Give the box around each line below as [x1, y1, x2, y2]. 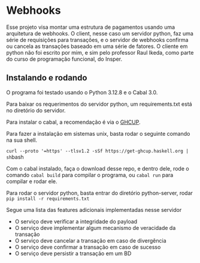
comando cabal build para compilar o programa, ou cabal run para [6, 171, 174, 178]
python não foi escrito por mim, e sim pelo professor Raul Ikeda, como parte [6, 49, 194, 56]
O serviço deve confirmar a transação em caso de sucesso [14, 243, 161, 250]
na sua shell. [6, 136, 38, 144]
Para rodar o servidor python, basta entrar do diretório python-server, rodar [6, 189, 193, 196]
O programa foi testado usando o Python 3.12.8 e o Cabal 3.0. [6, 88, 158, 96]
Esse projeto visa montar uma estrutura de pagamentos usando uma [6, 23, 175, 31]
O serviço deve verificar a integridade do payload [14, 217, 138, 225]
